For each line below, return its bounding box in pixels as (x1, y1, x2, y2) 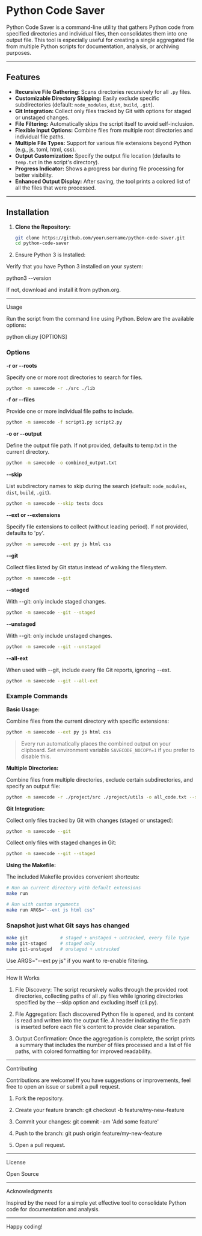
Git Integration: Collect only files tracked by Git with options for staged (14, 107, 191, 114)
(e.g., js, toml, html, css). (14, 146, 76, 153)
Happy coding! (6, 1223, 43, 1230)
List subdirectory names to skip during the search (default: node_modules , (6, 483, 187, 490)
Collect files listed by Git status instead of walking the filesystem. (6, 563, 168, 570)
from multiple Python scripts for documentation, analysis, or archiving (6, 43, 179, 50)
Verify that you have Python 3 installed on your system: (6, 263, 143, 270)
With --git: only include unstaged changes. (6, 632, 112, 639)
